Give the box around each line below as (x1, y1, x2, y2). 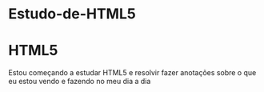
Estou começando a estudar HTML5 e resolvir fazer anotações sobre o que (8, 68, 257, 78)
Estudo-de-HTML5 (8, 5, 136, 23)
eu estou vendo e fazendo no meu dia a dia (8, 77, 151, 86)
